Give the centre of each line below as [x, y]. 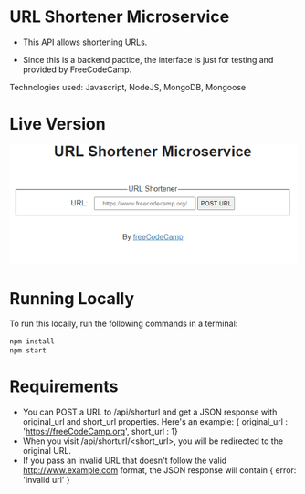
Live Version [58, 124]
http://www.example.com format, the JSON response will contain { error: [159, 470]
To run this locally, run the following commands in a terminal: [124, 324]
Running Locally [72, 298]
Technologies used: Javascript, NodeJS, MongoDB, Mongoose [128, 87]
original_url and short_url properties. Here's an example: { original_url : [155, 422]
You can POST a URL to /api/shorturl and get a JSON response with [150, 412]
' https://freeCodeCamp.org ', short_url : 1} [100, 432]
